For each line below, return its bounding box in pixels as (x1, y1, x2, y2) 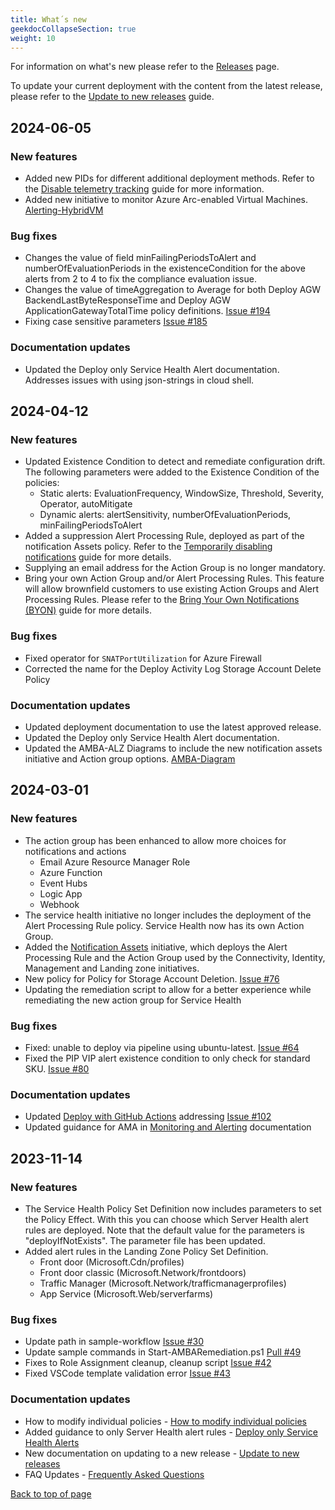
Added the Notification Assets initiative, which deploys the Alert (24, 941, 288, 953)
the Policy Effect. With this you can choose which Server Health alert (24, 1213, 309, 1225)
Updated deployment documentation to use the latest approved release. (24, 721, 322, 733)
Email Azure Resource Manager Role (39, 856, 191, 868)
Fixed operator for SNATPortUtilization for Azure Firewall (24, 652, 262, 664)
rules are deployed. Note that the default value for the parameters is (24, 1224, 305, 1236)
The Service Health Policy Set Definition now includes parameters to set (24, 1202, 322, 1215)
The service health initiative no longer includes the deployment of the (24, 909, 312, 921)
